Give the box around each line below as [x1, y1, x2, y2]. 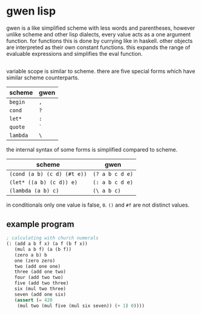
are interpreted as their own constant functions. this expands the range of [6, 44, 191, 51]
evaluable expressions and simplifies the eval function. [6, 50, 143, 57]
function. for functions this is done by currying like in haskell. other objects [6, 37, 193, 44]
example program [6, 219, 74, 229]
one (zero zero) [14, 258, 56, 264]
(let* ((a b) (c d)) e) [9, 179, 78, 186]
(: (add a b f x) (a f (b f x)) [6, 241, 88, 247]
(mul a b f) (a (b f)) [14, 246, 71, 252]
